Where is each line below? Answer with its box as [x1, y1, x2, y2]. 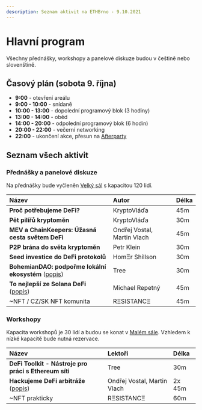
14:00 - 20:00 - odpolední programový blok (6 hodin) [14, 120, 148, 127]
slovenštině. [6, 61, 36, 68]
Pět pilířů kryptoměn [9, 216, 70, 224]
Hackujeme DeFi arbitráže [9, 377, 85, 385]
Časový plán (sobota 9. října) [6, 78, 117, 88]
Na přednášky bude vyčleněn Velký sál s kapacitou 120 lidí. [6, 182, 153, 189]
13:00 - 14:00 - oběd [14, 114, 68, 121]
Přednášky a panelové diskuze [6, 168, 98, 176]
